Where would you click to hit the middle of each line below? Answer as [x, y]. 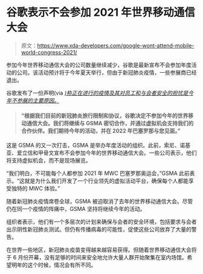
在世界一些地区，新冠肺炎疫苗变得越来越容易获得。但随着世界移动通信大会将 [101, 250]
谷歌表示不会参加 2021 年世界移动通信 [101, 12]
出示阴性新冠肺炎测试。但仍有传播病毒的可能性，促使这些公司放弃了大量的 [99, 229]
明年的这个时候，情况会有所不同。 [54, 265]
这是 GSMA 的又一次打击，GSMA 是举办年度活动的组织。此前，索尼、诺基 [98, 145]
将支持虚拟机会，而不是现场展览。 [49, 161]
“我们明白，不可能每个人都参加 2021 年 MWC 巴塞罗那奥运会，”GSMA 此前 [98, 173]
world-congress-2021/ [49, 52]
